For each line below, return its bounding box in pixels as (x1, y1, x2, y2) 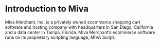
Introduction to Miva (5, 3, 89, 14)
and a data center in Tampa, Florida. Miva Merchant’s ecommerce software (5, 29, 156, 35)
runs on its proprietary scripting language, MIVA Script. (5, 34, 116, 40)
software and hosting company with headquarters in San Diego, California (5, 24, 153, 30)
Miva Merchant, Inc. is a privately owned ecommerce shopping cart (5, 19, 141, 25)
